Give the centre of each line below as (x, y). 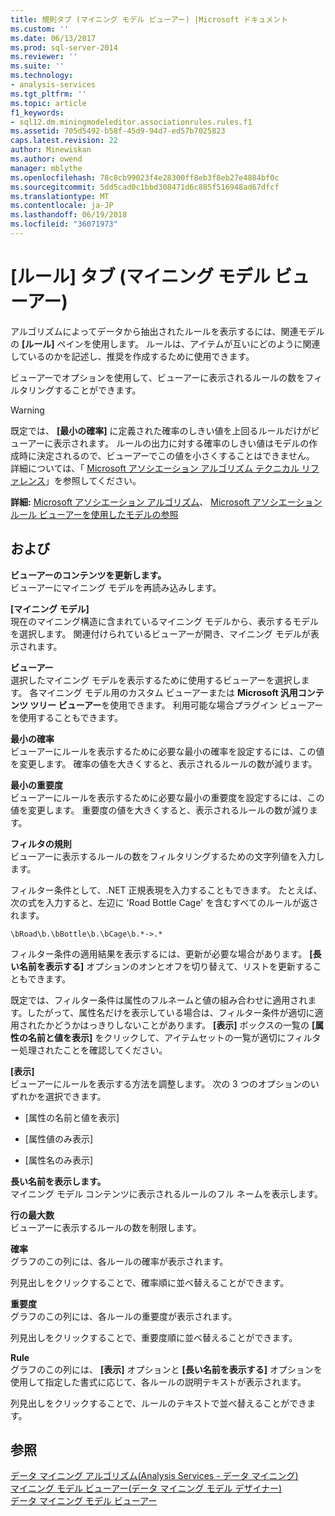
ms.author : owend (46, 159)
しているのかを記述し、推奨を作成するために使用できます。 (132, 356)
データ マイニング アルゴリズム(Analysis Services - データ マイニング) (154, 1476)
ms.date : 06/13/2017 (53, 38)
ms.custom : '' (40, 29)
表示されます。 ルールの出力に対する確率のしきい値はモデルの (181, 443)
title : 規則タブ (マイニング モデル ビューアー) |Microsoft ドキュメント (149, 19)
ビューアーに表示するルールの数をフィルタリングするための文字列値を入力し (167, 856)
